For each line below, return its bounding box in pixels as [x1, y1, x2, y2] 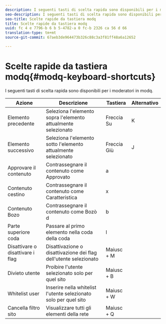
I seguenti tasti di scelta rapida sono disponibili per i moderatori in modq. [5, 87, 154, 93]
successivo [7, 147, 34, 154]
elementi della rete [45, 311, 89, 318]
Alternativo [131, 99, 159, 106]
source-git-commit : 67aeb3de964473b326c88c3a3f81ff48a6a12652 [5, 35, 136, 40]
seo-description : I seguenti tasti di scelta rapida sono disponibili [5, 12, 154, 17]
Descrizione [59, 99, 88, 106]
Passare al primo [45, 222, 85, 229]
